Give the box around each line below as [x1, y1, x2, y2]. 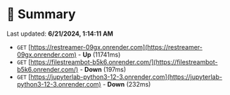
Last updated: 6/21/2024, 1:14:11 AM [6, 29, 114, 38]
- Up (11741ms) [77, 50, 121, 59]
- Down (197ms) [79, 65, 127, 73]
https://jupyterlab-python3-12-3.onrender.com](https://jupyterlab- [30, 73, 223, 81]
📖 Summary [6, 6, 76, 22]
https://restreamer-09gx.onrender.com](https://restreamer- [30, 43, 203, 51]
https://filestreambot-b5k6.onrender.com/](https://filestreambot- [30, 57, 218, 66]
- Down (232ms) [102, 80, 151, 88]
